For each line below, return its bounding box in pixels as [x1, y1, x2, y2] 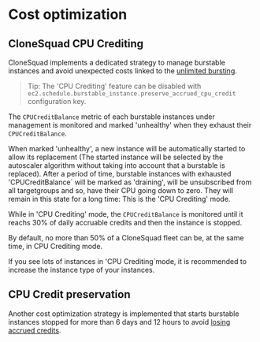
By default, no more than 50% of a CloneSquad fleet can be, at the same [8, 233, 244, 242]
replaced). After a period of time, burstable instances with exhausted [8, 169, 232, 178]
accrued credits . [8, 325, 61, 335]
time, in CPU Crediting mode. [8, 242, 103, 251]
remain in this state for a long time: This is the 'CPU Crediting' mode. [8, 195, 231, 203]
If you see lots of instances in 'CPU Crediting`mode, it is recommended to [8, 257, 247, 266]
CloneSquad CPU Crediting [8, 37, 144, 50]
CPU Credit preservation [8, 288, 132, 301]
